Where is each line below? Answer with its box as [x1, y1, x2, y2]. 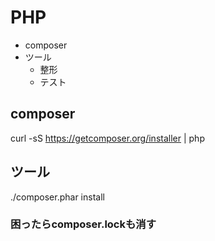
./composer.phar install [10, 191, 105, 203]
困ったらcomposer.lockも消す [10, 217, 157, 231]
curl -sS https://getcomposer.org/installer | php [10, 132, 205, 144]
